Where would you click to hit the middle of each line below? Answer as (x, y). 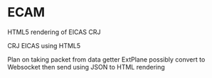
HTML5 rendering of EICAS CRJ (54, 32)
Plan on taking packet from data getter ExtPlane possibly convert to (106, 59)
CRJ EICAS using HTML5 (44, 45)
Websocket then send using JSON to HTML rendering (86, 67)
